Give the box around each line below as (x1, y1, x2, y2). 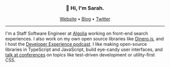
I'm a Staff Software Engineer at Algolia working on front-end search (5, 30, 148, 37)
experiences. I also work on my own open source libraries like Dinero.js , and (5, 36, 164, 42)
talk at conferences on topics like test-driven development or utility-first (5, 52, 155, 58)
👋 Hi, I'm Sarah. (65, 5, 105, 12)
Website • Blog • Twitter (60, 16, 110, 22)
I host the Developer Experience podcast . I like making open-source (5, 41, 147, 47)
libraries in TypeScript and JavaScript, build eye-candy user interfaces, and (5, 46, 163, 52)
